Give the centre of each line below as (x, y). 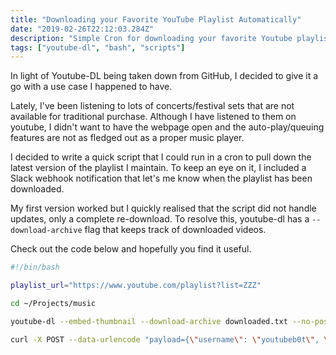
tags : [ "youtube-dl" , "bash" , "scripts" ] (98, 47)
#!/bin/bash (35, 267)
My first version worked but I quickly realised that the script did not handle (163, 208)
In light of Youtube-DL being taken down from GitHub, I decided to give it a (164, 76)
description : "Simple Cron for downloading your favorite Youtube (151, 38)
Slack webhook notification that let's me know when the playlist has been (161, 178)
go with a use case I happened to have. (91, 87)
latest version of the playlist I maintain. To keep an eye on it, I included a (158, 168)
